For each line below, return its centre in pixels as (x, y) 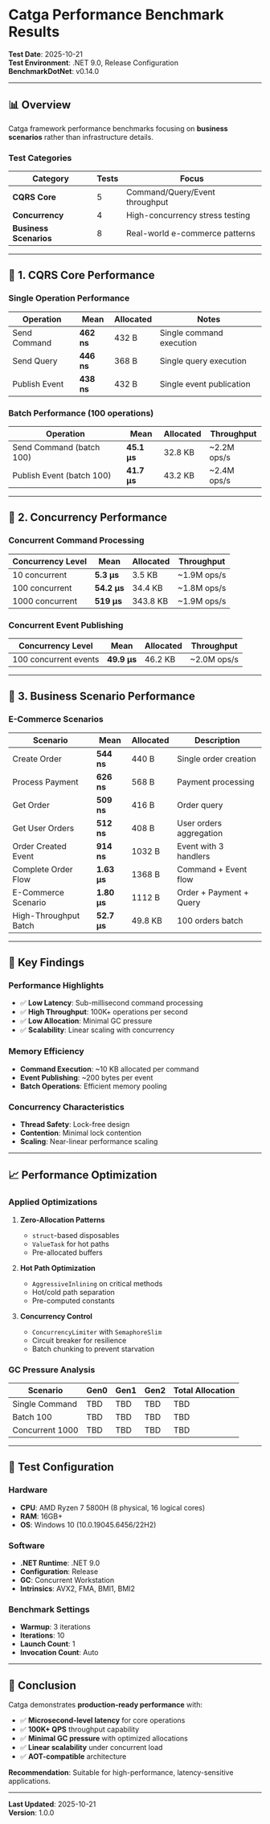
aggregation (200, 833)
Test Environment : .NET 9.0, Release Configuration (94, 63)
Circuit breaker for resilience (79, 1340)
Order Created (39, 846)
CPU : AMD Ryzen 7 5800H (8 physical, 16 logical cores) (112, 1507)
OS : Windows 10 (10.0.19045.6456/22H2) (88, 1524)
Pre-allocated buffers (67, 1252)
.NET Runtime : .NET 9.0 (60, 1563)
